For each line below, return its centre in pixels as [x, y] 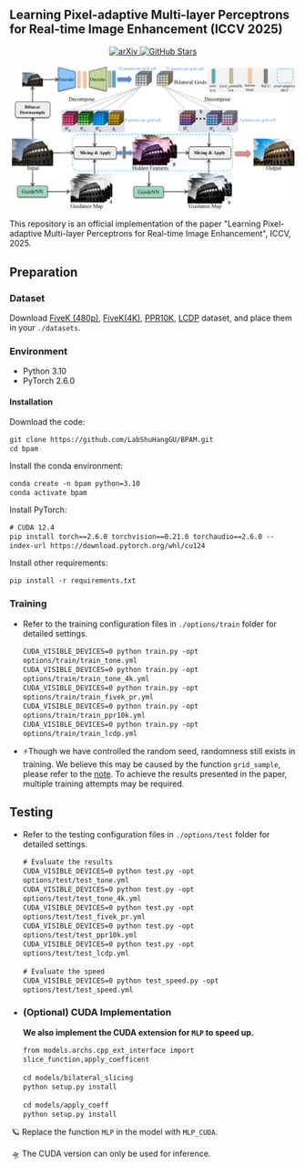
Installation [31, 402]
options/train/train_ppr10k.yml [84, 715]
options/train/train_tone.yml [80, 660]
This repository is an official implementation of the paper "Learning [135, 224]
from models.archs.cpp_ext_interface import [108, 1050]
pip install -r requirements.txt [73, 581]
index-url [28, 546]
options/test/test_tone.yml [76, 880]
